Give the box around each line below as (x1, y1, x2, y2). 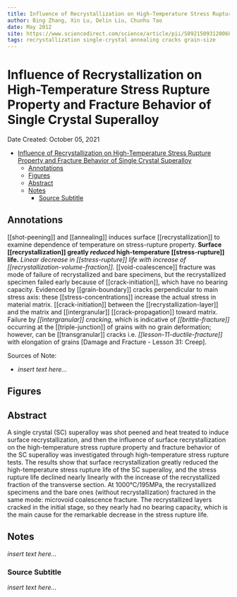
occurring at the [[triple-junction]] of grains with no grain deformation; (7, 322, 212, 331)
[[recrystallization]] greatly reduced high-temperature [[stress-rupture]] (7, 247, 225, 256)
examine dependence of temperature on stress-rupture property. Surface (7, 240, 222, 249)
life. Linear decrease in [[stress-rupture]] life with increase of (7, 255, 186, 264)
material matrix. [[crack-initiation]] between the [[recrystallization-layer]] (7, 300, 219, 309)
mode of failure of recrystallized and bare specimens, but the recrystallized (7, 270, 226, 278)
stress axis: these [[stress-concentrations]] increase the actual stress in (7, 293, 217, 301)
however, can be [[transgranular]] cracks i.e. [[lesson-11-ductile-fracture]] (7, 330, 223, 338)
